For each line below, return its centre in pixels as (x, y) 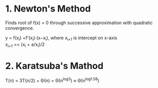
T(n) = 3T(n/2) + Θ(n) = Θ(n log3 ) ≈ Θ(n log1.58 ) (52, 80)
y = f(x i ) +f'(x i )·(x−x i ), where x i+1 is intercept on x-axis (61, 38)
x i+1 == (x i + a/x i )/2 (25, 45)
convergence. (20, 28)
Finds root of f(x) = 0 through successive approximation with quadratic (79, 23)
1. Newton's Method (48, 9)
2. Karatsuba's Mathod (54, 66)
